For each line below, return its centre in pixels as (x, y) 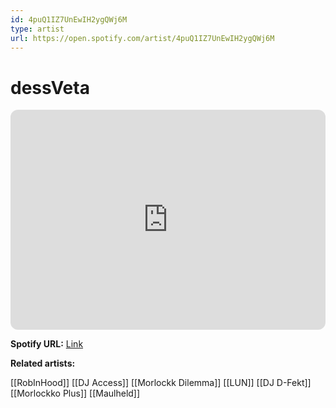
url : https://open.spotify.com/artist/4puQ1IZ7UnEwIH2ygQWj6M (142, 38)
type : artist (37, 29)
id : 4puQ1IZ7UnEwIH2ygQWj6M (69, 19)
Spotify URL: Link (47, 344)
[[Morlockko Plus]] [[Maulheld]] (75, 393)
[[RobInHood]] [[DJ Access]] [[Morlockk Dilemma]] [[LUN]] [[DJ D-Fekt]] (161, 383)
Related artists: (43, 363)
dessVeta (50, 87)
